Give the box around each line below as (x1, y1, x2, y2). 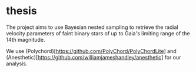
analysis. (6, 60, 28, 67)
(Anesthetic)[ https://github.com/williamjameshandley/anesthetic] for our (6, 54, 181, 61)
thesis (6, 4, 37, 18)
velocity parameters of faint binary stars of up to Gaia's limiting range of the (6, 29, 190, 36)
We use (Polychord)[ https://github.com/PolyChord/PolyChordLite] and (6, 47, 177, 54)
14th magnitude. (6, 36, 45, 43)
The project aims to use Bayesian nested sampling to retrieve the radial (6, 24, 178, 31)
